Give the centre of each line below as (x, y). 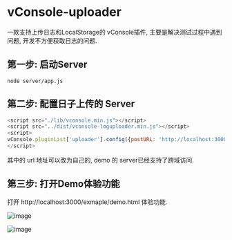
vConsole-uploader (65, 12)
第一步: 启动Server (47, 65)
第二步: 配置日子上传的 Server (71, 104)
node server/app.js (35, 81)
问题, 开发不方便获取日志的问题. (52, 40)
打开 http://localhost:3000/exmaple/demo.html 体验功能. (87, 202)
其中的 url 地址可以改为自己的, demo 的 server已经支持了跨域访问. (101, 160)
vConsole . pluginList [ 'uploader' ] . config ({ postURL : (81, 140)
